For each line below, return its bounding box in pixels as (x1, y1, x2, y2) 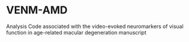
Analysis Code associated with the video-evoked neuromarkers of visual (6, 23, 184, 30)
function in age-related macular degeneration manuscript (6, 29, 147, 36)
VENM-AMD (6, 3, 68, 17)
